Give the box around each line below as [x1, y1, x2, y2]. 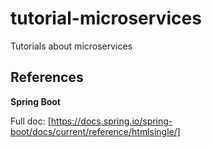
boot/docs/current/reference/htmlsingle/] [10, 125, 181, 137]
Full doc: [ [10, 115, 52, 127]
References [10, 69, 84, 86]
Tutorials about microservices [10, 40, 133, 52]
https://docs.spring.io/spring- [50, 115, 173, 127]
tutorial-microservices [10, 7, 202, 30]
